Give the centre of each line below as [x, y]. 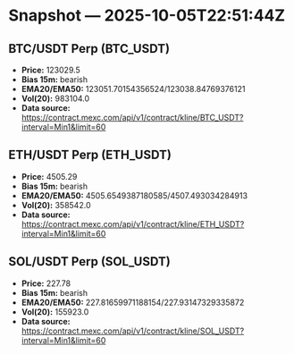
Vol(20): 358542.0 [56, 205]
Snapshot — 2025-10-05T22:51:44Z [147, 16]
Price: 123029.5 [51, 70]
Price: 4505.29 [49, 176]
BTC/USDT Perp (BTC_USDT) [89, 49]
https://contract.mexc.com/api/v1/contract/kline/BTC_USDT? [132, 118]
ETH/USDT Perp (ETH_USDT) [90, 155]
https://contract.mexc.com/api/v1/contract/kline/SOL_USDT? [133, 331]
